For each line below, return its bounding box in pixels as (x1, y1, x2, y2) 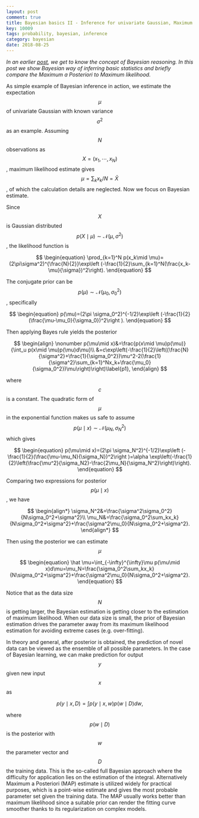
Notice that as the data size (6, 589, 73, 596)
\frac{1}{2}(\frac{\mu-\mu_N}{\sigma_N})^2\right (7, 453, 127, 460)
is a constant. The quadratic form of (6, 396, 94, 403)
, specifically (6, 299, 37, 306)
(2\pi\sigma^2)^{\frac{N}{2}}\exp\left (8, 260, 100, 267)
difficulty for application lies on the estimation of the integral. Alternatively (6, 773, 187, 780)
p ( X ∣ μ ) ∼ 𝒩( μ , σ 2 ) (76, 232, 124, 240)
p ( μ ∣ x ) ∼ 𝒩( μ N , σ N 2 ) (73, 424, 127, 433)
